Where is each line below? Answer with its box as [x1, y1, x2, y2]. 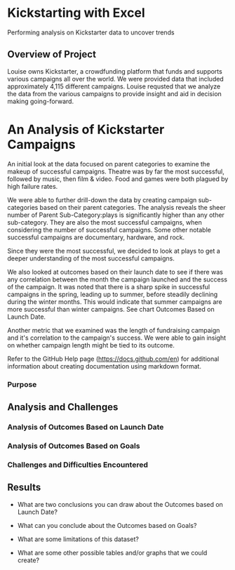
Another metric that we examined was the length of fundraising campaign [7, 326, 220, 334]
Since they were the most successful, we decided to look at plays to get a [7, 246, 221, 255]
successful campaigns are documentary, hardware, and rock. [7, 233, 184, 241]
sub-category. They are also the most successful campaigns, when [7, 218, 202, 226]
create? [17, 556, 40, 564]
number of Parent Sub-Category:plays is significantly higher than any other [7, 211, 224, 219]
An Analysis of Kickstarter [7, 121, 165, 138]
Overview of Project [7, 48, 97, 60]
